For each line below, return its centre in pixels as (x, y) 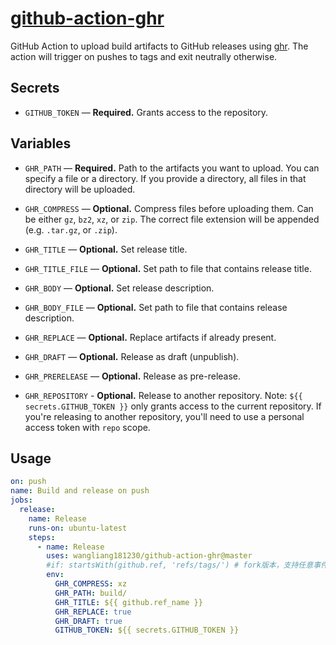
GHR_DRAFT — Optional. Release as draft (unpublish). (132, 356)
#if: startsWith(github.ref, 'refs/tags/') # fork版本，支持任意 (180, 565)
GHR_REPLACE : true (93, 612)
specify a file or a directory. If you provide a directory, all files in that (165, 178)
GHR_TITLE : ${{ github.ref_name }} (128, 602)
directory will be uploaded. (80, 189)
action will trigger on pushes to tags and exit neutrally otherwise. (144, 56)
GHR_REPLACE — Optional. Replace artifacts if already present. (150, 337)
